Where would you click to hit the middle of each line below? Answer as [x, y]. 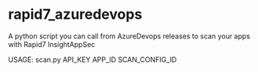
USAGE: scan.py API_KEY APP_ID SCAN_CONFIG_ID [93, 59]
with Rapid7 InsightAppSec [52, 44]
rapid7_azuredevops [75, 14]
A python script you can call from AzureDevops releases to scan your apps [129, 36]
